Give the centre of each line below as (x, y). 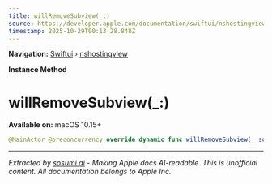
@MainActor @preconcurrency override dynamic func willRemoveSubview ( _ (132, 140)
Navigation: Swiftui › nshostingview (68, 54)
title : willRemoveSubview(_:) (59, 16)
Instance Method (38, 70)
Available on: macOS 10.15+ (55, 125)
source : (21, 24)
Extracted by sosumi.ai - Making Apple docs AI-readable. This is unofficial (133, 163)
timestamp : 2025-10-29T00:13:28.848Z (72, 31)
